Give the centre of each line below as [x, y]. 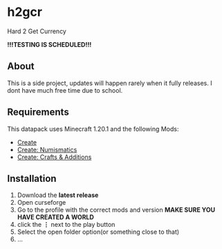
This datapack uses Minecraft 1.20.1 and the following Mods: [93, 129]
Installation [32, 178]
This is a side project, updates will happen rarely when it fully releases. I [110, 83]
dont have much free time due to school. [65, 90]
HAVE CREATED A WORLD [56, 217]
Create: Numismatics [47, 149]
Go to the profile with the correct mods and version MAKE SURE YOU [116, 210]
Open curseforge [41, 203]
